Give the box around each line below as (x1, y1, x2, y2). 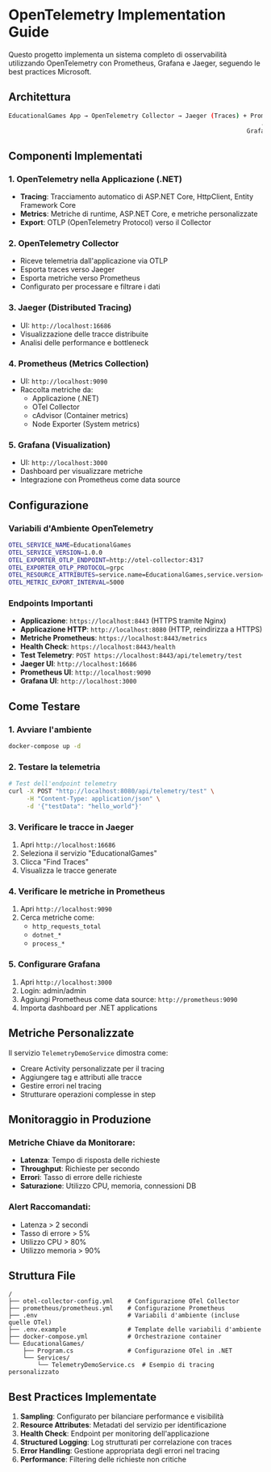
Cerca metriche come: (19, 912, 95, 923)
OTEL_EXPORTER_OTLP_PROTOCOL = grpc (8, 564, 125, 572)
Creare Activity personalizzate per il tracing (19, 1064, 165, 1073)
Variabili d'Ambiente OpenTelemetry (8, 522, 154, 534)
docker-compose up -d (8, 742, 81, 751)
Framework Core (19, 201, 77, 210)
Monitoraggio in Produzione (8, 1112, 152, 1126)
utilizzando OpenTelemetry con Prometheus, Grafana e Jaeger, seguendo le (8, 58, 261, 68)
